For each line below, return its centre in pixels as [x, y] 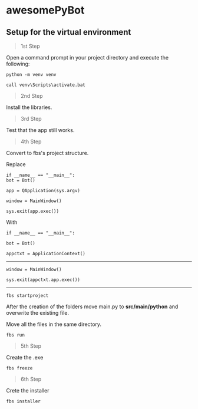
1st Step [30, 46]
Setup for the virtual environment [69, 32]
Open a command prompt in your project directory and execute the [88, 57]
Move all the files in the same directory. [54, 324]
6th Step [31, 379]
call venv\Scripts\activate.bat [46, 85]
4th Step [31, 141]
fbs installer [24, 401]
